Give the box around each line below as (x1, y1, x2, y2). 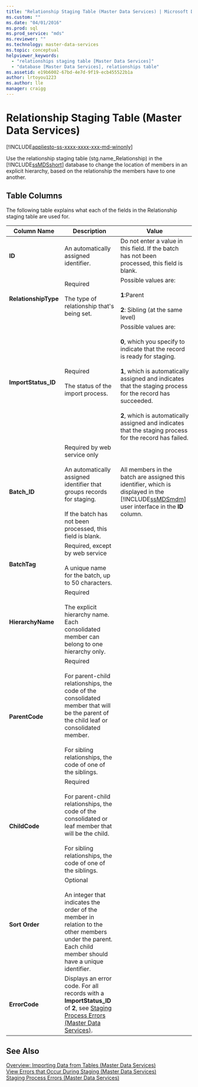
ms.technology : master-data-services (6, 42, 99, 48)
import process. (64, 389, 108, 397)
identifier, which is (120, 480, 171, 488)
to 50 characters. (64, 578, 113, 586)
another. (6, 173, 27, 180)
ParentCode (9, 712, 44, 721)
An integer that (64, 891, 106, 899)
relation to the (64, 920, 103, 928)
